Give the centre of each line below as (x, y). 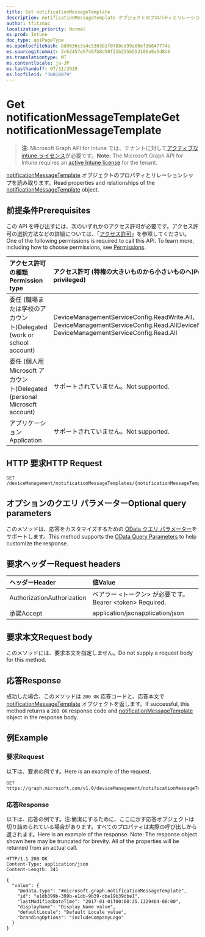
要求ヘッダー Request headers (63, 564)
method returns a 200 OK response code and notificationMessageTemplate (100, 711)
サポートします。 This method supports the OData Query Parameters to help (102, 536)
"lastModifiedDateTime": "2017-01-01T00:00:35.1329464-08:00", (99, 902)
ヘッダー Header (33, 583)
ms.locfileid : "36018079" (39, 74)
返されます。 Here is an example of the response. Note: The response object (102, 835)
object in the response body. (42, 717)
